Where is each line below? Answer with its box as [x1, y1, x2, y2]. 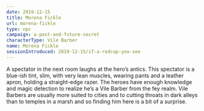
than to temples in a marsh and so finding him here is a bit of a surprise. [6, 98, 188, 105]
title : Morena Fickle [6, 15, 62, 21]
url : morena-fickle [6, 20, 56, 26]
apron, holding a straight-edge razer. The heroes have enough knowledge [6, 78, 192, 85]
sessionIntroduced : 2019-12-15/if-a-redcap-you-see [6, 49, 140, 55]
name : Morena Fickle [6, 43, 59, 49]
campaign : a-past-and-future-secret [6, 32, 100, 38]
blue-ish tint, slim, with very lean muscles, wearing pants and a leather [6, 71, 184, 79]
